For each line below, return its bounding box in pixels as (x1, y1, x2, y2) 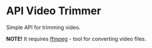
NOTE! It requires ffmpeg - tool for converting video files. (6, 35, 147, 42)
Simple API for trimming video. (6, 24, 81, 31)
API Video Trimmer (6, 4, 102, 18)
